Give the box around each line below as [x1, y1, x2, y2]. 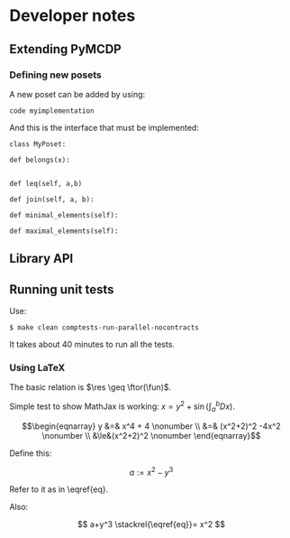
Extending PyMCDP [9, 42, 122, 57]
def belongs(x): [9, 155, 70, 164]
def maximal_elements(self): [9, 227, 119, 236]
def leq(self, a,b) [9, 179, 83, 188]
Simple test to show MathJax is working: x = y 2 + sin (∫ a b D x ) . [9, 399, 236, 413]
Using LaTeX [9, 362, 66, 374]
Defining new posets [9, 69, 102, 81]
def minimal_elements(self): [9, 210, 119, 219]
